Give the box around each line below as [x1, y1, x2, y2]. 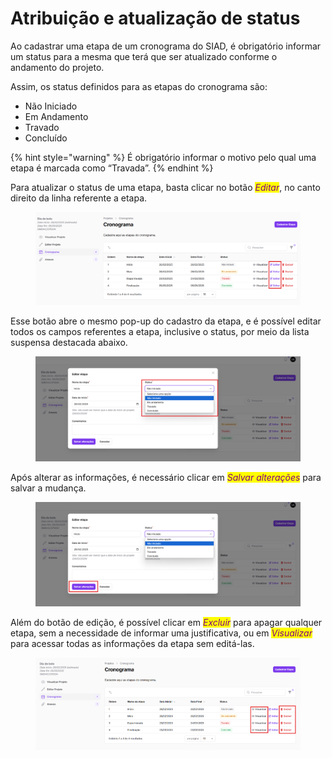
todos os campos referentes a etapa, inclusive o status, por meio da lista [10, 326, 310, 338]
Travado [24, 121, 60, 133]
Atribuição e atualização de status [10, 7, 301, 30]
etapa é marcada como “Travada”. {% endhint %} [10, 162, 214, 174]
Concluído [24, 132, 68, 144]
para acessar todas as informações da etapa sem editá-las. [10, 637, 255, 649]
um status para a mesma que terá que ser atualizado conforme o [10, 50, 278, 62]
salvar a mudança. [10, 482, 87, 494]
